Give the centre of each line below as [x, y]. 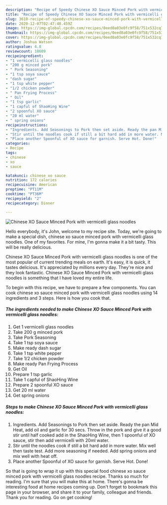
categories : [18, 144]
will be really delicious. [29, 247]
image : [12, 28]
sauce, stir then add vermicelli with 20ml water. [61, 441]
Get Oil [20, 369]
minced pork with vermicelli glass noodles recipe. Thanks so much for [77, 476]
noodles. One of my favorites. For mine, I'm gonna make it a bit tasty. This [81, 242]
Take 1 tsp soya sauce [35, 343]
